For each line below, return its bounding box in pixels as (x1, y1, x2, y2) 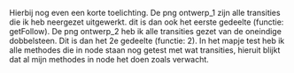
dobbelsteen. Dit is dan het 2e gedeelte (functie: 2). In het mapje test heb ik (9, 35, 285, 46)
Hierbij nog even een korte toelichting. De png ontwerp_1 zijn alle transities (9, 8, 281, 18)
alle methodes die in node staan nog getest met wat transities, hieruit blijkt (9, 45, 281, 55)
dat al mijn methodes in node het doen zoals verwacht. (9, 55, 210, 64)
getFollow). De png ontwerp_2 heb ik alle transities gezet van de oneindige (9, 26, 282, 36)
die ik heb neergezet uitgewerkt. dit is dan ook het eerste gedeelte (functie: (9, 17, 284, 27)
